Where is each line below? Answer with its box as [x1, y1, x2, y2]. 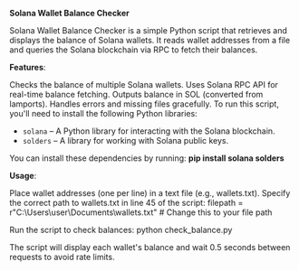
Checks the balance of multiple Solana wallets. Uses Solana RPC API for [9, 79, 279, 89]
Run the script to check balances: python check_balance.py [9, 225, 233, 235]
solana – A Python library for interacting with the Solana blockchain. [22, 126, 275, 136]
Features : [9, 62, 46, 72]
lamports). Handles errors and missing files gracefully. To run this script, [9, 98, 279, 109]
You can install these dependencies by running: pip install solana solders [9, 153, 285, 164]
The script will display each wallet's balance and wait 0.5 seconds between [9, 242, 291, 252]
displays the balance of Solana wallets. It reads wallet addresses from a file [9, 35, 291, 45]
